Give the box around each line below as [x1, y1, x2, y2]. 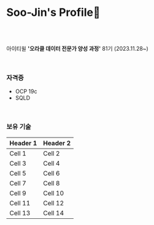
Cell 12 [42, 199, 64, 207]
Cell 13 [9, 208, 31, 217]
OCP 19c [15, 88, 37, 95]
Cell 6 [42, 169, 60, 177]
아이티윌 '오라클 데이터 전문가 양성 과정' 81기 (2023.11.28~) [6, 45, 148, 52]
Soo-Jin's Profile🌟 [6, 6, 101, 20]
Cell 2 [42, 149, 60, 158]
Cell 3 [9, 159, 26, 168]
